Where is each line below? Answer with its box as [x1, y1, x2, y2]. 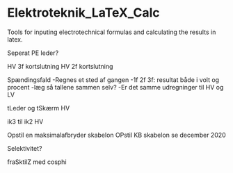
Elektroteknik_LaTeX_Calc [7, 5, 160, 21]
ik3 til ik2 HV [7, 117, 44, 126]
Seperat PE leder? [7, 49, 59, 57]
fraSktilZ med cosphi [7, 158, 67, 166]
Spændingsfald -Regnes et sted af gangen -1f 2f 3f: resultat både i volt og [7, 75, 220, 84]
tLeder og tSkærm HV [7, 104, 70, 112]
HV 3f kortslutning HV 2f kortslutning [7, 62, 113, 70]
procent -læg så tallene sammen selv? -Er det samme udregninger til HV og [7, 83, 224, 91]
